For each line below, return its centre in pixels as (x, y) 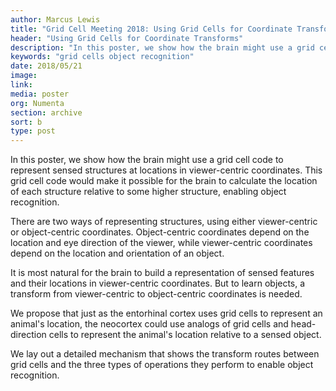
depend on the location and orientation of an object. (117, 253)
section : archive (46, 112)
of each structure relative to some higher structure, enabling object (148, 192)
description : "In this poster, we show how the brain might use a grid (162, 47)
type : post (33, 131)
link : (21, 85)
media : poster (40, 94)
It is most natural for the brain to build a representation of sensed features (162, 273)
